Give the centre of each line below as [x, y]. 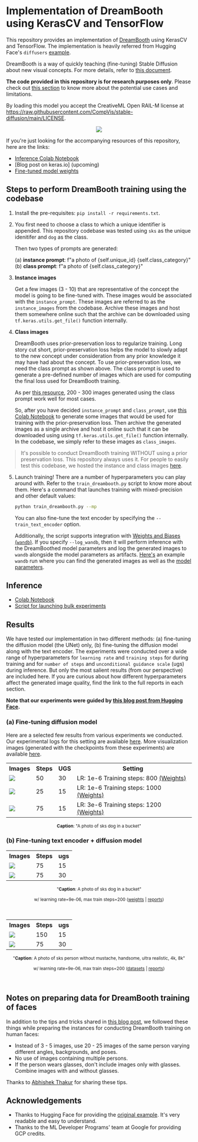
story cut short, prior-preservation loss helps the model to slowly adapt [101, 349]
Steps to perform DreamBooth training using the [96, 189]
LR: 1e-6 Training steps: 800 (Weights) [131, 778]
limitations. [19, 94]
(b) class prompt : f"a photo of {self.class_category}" [79, 266]
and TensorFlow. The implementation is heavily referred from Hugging [91, 46]
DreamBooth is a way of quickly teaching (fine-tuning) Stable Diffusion [92, 64]
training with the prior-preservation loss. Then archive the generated [98, 422]
